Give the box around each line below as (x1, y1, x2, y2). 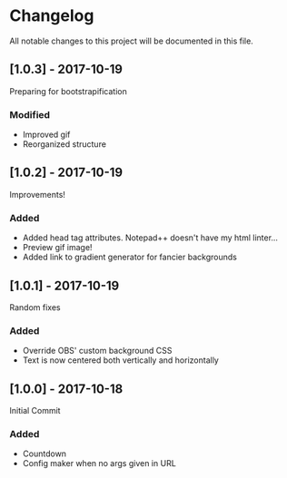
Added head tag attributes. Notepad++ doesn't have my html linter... (22, 232, 279, 243)
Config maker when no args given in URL (22, 458, 177, 469)
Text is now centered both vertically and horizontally (22, 355, 220, 366)
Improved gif (22, 129, 71, 141)
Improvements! (9, 189, 66, 200)
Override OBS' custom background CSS (22, 346, 173, 356)
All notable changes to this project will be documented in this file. (9, 35, 254, 46)
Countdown (22, 448, 66, 459)
